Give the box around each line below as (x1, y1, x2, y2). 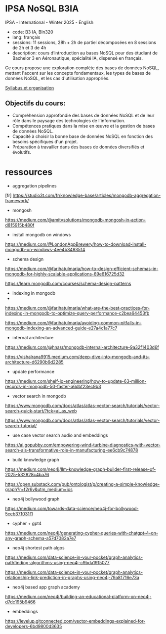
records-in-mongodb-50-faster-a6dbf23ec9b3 (5, 383, 101, 389)
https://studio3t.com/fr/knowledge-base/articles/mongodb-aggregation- (12, 192, 161, 198)
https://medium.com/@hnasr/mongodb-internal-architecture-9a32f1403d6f (5, 344, 159, 350)
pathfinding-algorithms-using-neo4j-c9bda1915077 (5, 559, 110, 565)
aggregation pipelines (12, 182, 57, 188)
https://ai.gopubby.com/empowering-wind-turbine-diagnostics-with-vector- (5, 442, 161, 448)
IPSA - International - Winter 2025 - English (5, 19, 94, 25)
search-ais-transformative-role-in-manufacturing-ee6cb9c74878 (5, 447, 138, 453)
